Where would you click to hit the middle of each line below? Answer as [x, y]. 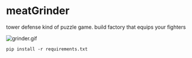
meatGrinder [38, 11]
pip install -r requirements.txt [47, 49]
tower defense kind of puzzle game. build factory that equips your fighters [96, 27]
